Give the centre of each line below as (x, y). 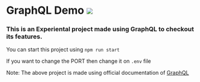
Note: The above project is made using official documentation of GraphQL (98, 73)
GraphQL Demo (45, 10)
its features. (24, 37)
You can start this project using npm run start (63, 50)
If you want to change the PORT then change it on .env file (79, 61)
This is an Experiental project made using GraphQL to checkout (100, 29)
